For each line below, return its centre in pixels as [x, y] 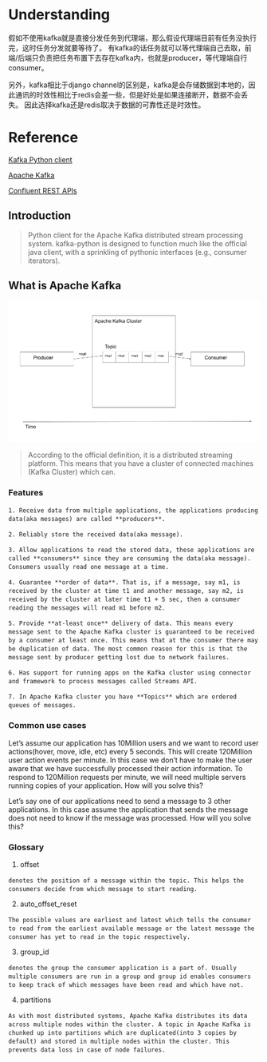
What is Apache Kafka [65, 286]
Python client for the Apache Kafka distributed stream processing [135, 235]
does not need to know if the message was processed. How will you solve [130, 817]
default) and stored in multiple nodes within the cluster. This [119, 1041]
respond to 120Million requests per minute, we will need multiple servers [127, 777]
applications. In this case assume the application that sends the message [128, 809]
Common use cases [47, 726]
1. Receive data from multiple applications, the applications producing [133, 511]
